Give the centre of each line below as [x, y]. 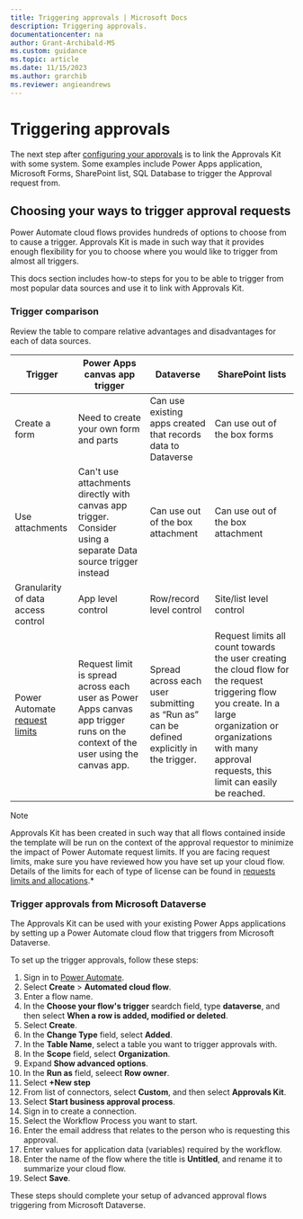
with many [236, 748]
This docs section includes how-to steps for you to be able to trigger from [147, 279]
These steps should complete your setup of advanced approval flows [139, 1195]
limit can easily [246, 782]
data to [165, 445]
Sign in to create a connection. [80, 1111]
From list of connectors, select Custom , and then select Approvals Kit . [155, 1092]
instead [94, 572]
